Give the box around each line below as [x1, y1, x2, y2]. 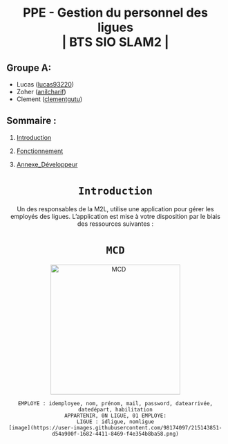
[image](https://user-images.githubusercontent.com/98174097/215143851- [8, 424, 222, 431]
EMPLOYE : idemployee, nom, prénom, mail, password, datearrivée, [17, 400, 213, 407]
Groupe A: [6, 62, 52, 73]
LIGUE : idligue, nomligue [76, 418, 155, 425]
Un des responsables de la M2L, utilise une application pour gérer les [16, 204, 215, 213]
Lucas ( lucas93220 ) [16, 80, 74, 88]
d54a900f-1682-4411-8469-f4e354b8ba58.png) [52, 430, 179, 437]
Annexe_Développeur [16, 160, 78, 168]
